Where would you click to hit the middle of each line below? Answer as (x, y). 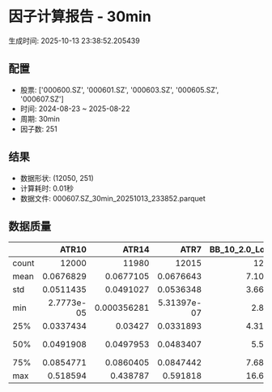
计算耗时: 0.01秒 (47, 188)
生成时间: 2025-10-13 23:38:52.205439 (74, 41)
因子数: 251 (39, 129)
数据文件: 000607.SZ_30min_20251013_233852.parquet (113, 198)
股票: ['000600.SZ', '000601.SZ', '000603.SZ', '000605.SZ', (119, 89)
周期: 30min (40, 118)
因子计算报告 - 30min (80, 17)
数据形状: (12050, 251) (57, 178)
